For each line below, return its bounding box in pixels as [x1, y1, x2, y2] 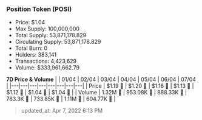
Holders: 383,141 [15, 51, 56, 58]
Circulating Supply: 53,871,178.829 [15, 38, 101, 46]
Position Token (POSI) [6, 5, 72, 13]
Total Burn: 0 [15, 44, 47, 52]
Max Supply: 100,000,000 [15, 25, 80, 32]
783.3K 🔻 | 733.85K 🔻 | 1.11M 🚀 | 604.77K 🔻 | [6, 95, 116, 102]
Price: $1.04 [15, 19, 45, 26]
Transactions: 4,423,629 [15, 57, 77, 65]
